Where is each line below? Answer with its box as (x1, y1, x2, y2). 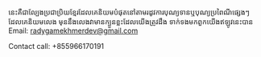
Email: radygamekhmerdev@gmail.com (8, 26, 139, 35)
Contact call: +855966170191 (8, 42, 105, 51)
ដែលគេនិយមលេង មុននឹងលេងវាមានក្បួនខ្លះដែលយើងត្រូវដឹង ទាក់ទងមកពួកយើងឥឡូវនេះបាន (8, 17, 254, 26)
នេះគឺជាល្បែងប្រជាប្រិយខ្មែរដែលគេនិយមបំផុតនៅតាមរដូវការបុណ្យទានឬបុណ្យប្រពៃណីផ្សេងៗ (8, 7, 250, 17)
